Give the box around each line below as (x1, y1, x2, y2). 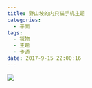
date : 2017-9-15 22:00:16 (7, 55, 81, 62)
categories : (7, 16, 41, 23)
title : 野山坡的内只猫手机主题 (7, 10, 85, 17)
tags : (7, 29, 23, 36)
